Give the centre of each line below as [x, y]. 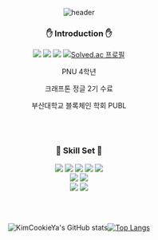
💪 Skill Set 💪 [79, 151]
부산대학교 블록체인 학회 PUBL [79, 106]
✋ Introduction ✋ [79, 33]
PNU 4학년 [79, 72]
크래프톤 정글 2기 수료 [79, 89]
